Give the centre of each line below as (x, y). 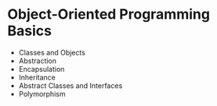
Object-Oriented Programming (109, 14)
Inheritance (37, 77)
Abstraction (37, 61)
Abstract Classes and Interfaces (71, 85)
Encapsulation (42, 69)
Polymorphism (42, 94)
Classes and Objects (52, 52)
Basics (30, 31)
